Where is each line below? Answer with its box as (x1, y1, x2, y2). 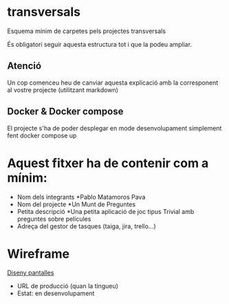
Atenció (7, 60, 42, 72)
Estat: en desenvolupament (17, 290, 95, 298)
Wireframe (7, 246, 70, 261)
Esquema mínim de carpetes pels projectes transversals (7, 27, 166, 35)
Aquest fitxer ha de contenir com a (7, 155, 209, 171)
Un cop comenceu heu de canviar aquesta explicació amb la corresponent (7, 78, 219, 87)
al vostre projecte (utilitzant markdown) (7, 85, 119, 94)
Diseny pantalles (7, 269, 54, 277)
